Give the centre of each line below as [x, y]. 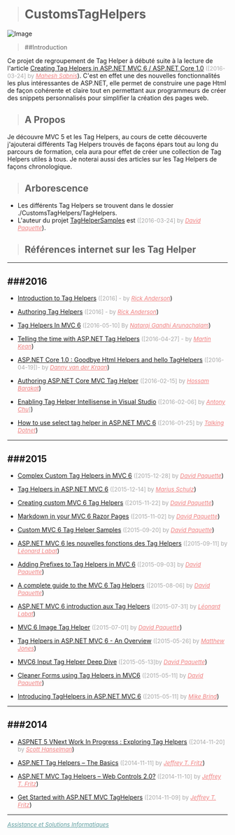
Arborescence [56, 188]
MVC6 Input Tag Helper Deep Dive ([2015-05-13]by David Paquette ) [112, 662]
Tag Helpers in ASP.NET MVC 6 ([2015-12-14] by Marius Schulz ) [107, 489]
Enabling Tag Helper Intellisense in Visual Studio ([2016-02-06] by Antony [121, 402]
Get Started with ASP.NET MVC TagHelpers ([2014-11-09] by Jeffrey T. [117, 797]
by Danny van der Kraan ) [76, 367]
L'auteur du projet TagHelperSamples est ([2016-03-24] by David [109, 220]
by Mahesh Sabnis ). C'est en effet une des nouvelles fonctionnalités [124, 76]
